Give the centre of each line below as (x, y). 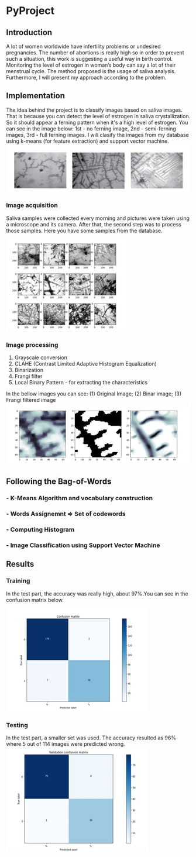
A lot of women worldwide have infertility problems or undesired (83, 46)
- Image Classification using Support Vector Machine (83, 545)
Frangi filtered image (31, 400)
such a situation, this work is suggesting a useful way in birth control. (90, 59)
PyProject (30, 11)
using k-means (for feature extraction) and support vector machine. (87, 141)
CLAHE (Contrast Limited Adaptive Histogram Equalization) (85, 363)
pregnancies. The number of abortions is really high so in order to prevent (95, 53)
